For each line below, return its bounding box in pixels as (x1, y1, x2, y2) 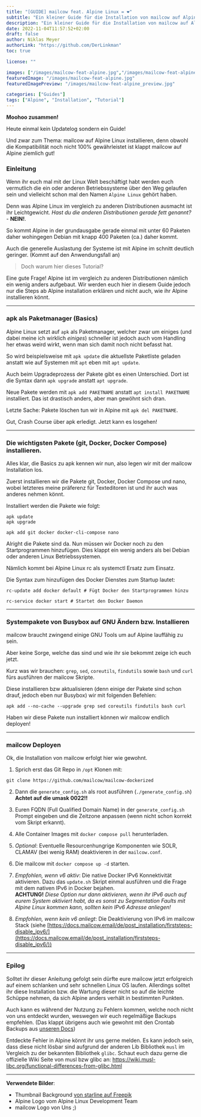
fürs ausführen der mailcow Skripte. (6, 673, 95, 681)
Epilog (6, 962, 25, 970)
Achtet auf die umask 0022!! (14, 795, 88, 802)
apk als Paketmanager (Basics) (6, 315, 98, 323)
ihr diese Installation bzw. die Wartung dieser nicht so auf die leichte (6, 988, 175, 995)
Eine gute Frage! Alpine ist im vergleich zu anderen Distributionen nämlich (6, 274, 188, 282)
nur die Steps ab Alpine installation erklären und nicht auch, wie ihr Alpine (6, 288, 188, 295)
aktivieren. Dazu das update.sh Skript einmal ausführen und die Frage (14, 878, 187, 885)
